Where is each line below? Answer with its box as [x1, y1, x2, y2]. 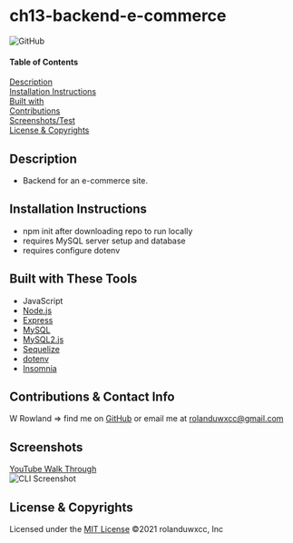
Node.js [22, 305, 53, 316]
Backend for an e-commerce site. [22, 174, 148, 186]
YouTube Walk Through [9, 464, 97, 475]
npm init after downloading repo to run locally [22, 225, 193, 236]
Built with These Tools [9, 271, 138, 287]
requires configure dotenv [22, 244, 121, 255]
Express [22, 314, 54, 325]
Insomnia [22, 362, 57, 373]
